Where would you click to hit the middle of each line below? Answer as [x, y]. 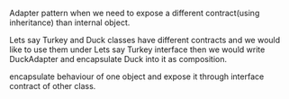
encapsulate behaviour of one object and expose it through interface [137, 76]
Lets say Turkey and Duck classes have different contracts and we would [145, 40]
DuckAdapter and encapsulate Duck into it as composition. [118, 59]
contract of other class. [53, 86]
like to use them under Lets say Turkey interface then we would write [137, 49]
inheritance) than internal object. [70, 22]
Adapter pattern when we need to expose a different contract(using [135, 13]
